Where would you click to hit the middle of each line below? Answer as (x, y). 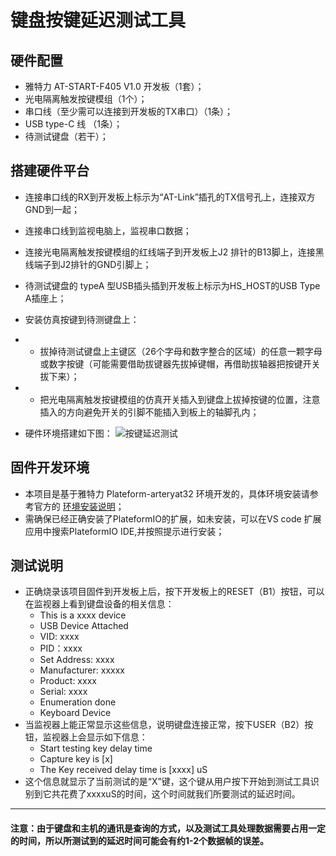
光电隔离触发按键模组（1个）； (86, 99)
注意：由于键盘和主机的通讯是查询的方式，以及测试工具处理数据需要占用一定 (168, 828)
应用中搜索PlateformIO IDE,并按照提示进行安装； (124, 531)
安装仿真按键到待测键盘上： (82, 319)
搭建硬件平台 (50, 171)
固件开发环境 (50, 467)
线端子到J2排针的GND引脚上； (88, 264)
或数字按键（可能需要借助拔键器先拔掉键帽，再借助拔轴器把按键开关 (180, 363)
